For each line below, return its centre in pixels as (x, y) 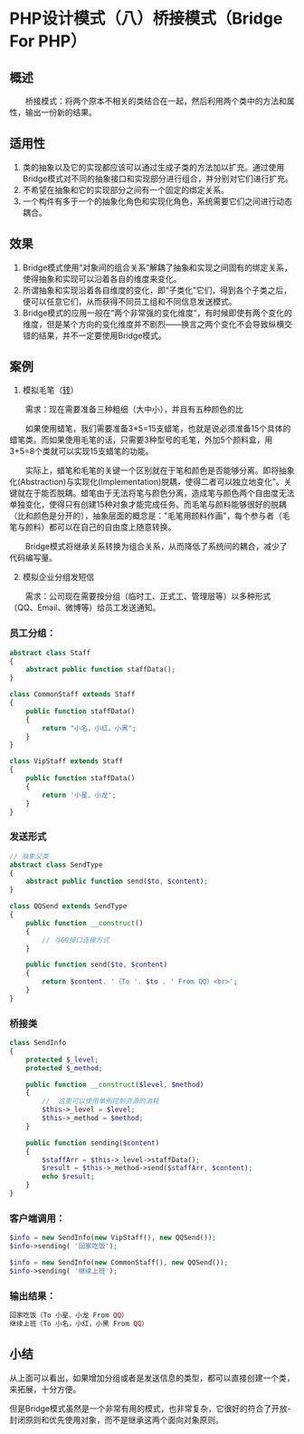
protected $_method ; (64, 1068)
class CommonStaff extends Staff (72, 694)
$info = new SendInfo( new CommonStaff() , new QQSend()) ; (119, 1263)
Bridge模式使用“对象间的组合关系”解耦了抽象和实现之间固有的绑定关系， (157, 267)
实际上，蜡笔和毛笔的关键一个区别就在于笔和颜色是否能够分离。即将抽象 (160, 470)
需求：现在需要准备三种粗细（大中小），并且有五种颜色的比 (134, 410)
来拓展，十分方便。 (45, 1389)
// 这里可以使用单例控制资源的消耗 (101, 1101)
